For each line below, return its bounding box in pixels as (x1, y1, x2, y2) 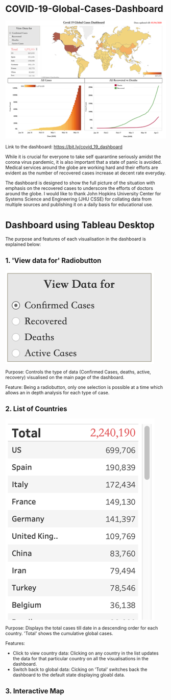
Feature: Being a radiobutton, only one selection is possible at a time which (5, 384, 163, 390)
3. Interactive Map (5, 687, 65, 695)
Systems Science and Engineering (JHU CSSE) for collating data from (5, 196, 152, 202)
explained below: (5, 241, 41, 247)
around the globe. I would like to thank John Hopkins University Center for (5, 190, 161, 196)
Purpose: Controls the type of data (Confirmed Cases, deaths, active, (5, 369, 152, 375)
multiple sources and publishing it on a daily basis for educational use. (5, 201, 153, 207)
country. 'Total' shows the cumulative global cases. (5, 631, 113, 637)
